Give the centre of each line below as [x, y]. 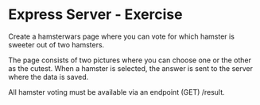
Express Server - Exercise [95, 15]
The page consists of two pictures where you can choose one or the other [130, 60]
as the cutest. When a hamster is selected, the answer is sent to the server [130, 68]
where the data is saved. [49, 77]
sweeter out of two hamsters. [56, 44]
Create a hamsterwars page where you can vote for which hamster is [121, 36]
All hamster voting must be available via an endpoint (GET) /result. [116, 92]
